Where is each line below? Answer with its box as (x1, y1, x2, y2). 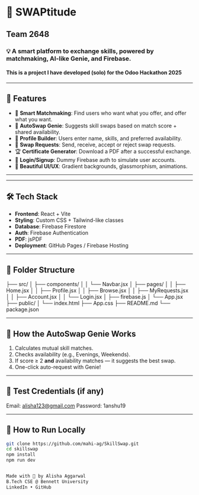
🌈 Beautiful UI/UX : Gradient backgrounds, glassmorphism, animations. (14, 162, 188, 170)
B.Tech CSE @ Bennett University (6, 478, 89, 484)
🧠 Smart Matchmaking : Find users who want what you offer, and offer (14, 109, 187, 117)
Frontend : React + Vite (14, 211, 71, 218)
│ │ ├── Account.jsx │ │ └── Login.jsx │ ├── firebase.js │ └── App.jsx (6, 293, 184, 300)
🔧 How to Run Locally (6, 425, 86, 435)
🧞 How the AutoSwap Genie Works (6, 328, 136, 339)
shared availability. (14, 128, 60, 136)
